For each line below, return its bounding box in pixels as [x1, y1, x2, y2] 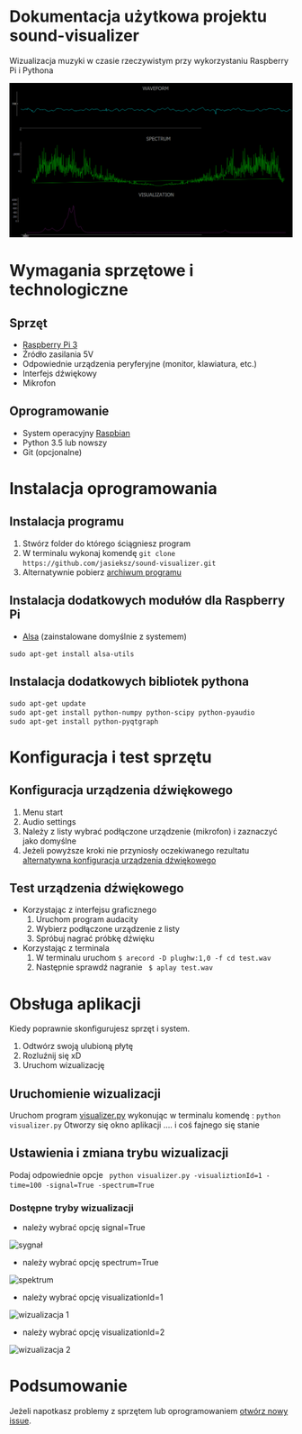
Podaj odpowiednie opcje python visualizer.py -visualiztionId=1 [9, 1169, 262, 1180]
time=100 [9, 1181, 42, 1190]
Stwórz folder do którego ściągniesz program [22, 538, 191, 549]
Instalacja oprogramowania [9, 479, 218, 499]
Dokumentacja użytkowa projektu [9, 6, 268, 27]
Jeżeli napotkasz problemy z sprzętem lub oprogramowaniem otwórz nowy [9, 1406, 289, 1417]
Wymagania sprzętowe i [9, 260, 194, 281]
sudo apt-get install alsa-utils [9, 649, 135, 659]
